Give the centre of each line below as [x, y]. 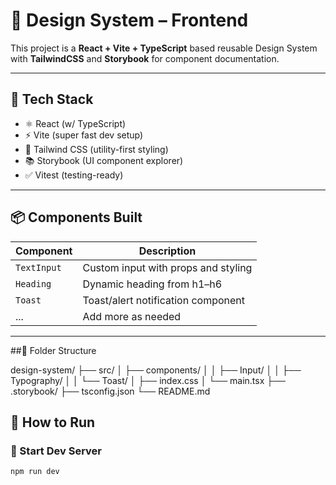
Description [167, 251]
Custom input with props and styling [167, 267]
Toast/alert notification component [164, 300]
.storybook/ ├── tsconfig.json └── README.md [110, 391]
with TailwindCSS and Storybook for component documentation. [145, 58]
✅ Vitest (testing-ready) [74, 175]
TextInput [38, 267]
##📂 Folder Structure [53, 350]
